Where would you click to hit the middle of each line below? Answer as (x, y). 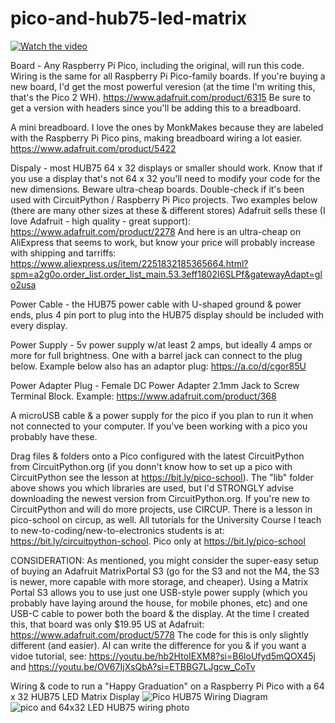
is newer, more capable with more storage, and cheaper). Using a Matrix (159, 581)
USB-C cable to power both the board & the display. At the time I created (160, 613)
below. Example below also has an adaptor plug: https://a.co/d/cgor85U (158, 366)
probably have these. (54, 436)
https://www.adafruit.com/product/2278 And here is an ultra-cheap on (155, 231)
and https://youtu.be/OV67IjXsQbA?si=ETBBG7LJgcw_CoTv (133, 666)
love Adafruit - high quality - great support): (101, 221)
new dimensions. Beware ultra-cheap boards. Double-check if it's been (157, 189)
